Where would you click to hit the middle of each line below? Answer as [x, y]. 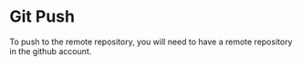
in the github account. [51, 51]
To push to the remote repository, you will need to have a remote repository [151, 42]
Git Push [42, 17]
